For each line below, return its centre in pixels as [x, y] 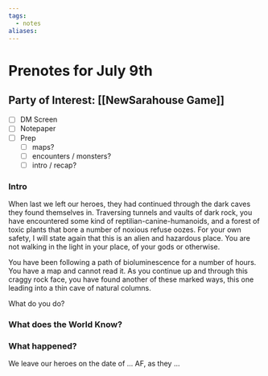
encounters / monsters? [71, 156]
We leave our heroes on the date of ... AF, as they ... [94, 364]
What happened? [43, 345]
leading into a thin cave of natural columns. [80, 288]
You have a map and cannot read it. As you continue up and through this [128, 271]
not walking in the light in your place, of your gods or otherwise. [114, 247]
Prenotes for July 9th [80, 70]
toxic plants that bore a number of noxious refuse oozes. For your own [125, 229]
